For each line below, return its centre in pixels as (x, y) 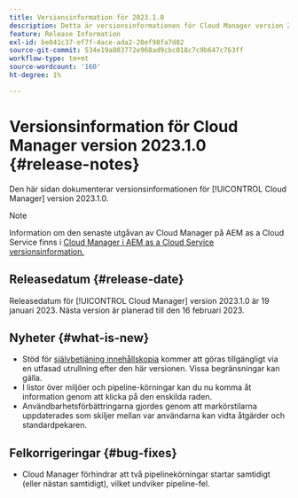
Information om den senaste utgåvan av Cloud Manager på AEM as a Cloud (147, 232)
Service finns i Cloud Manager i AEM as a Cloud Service (112, 242)
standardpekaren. (54, 425)
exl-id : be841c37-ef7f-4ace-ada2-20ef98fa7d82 (97, 42)
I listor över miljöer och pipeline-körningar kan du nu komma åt (137, 387)
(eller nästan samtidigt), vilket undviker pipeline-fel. (116, 484)
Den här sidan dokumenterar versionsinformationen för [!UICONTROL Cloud (148, 189)
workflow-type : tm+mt (49, 58)
